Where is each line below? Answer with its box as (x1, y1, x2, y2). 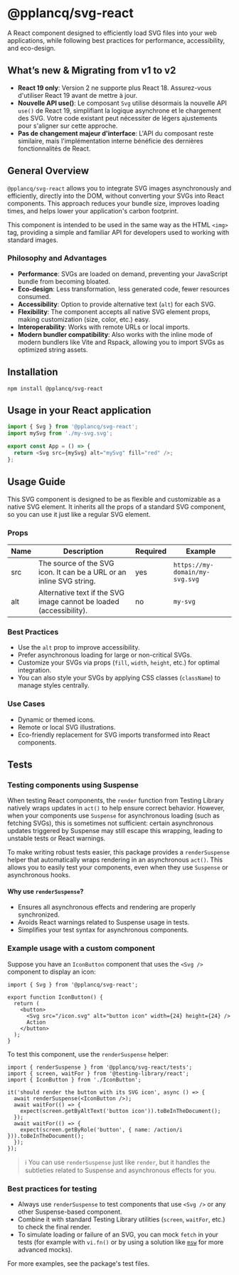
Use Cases (7, 699, 46, 709)
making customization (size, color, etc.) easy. (17, 315, 151, 323)
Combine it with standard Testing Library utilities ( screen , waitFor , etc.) (17, 1215, 225, 1224)
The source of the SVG (38, 558, 115, 568)
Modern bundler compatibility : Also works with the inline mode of (17, 330, 213, 338)
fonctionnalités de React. (17, 144, 91, 153)
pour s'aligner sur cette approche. (17, 121, 118, 130)
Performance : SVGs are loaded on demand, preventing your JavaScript (17, 269, 228, 278)
